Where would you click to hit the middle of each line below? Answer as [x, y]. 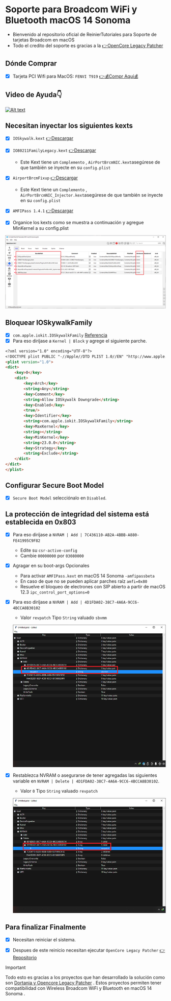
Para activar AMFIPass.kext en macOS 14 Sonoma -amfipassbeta [88, 576]
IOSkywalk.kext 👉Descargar [43, 138]
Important [16, 967]
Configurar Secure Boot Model [55, 485]
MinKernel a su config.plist [40, 228]
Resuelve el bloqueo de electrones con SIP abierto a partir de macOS [93, 586]
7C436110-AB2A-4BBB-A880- [112, 535]
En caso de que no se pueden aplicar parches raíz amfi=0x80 [84, 581]
